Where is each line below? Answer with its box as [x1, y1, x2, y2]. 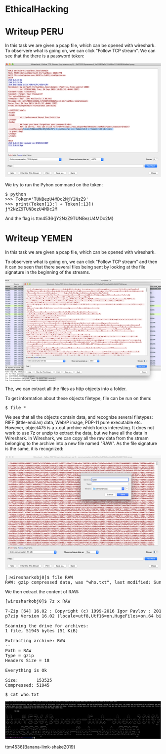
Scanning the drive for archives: [5, 623, 89, 629]
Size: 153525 [5, 677, 52, 683]
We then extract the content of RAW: [5, 589, 80, 595]
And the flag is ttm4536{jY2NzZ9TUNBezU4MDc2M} [5, 216, 114, 222]
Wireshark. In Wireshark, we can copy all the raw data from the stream [5, 435, 149, 441]
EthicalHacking [5, 3, 69, 15]
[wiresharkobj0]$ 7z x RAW [5, 598, 71, 604]
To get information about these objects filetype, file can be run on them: [5, 395, 152, 401]
